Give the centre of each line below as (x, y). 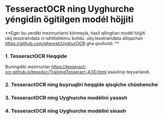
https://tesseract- (69, 67)
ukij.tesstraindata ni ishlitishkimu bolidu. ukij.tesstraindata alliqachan (74, 38)
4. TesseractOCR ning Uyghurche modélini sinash (66, 111)
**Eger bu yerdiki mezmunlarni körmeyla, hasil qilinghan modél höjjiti (75, 33)
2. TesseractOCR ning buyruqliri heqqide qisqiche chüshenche (81, 85)
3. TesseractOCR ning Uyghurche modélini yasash (66, 98)
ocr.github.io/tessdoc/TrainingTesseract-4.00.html (56, 72)
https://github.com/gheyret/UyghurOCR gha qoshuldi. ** (62, 43)
